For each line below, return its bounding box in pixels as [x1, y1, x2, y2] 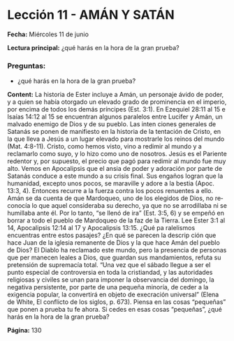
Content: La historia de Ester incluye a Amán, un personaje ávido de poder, [7, 91, 224, 99]
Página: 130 [7, 326, 42, 335]
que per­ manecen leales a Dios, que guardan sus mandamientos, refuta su [7, 253, 221, 262]
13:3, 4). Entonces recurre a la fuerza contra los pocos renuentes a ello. [7, 187, 213, 195]
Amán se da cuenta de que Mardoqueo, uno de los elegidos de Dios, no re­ [7, 194, 224, 202]
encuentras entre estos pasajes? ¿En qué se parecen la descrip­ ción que [7, 231, 217, 240]
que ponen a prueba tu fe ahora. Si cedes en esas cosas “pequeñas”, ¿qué [7, 305, 222, 314]
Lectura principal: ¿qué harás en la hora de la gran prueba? [7, 43, 180, 52]
